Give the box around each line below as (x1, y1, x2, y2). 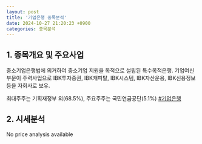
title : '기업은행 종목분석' (6, 15, 67, 21)
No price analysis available (6, 131, 73, 138)
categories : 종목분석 (6, 25, 56, 32)
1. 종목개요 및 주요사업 (6, 50, 84, 60)
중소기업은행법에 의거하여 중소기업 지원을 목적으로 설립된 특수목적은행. (6, 67, 173, 74)
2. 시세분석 (6, 114, 45, 125)
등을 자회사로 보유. (6, 82, 50, 90)
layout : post (6, 8, 39, 15)
